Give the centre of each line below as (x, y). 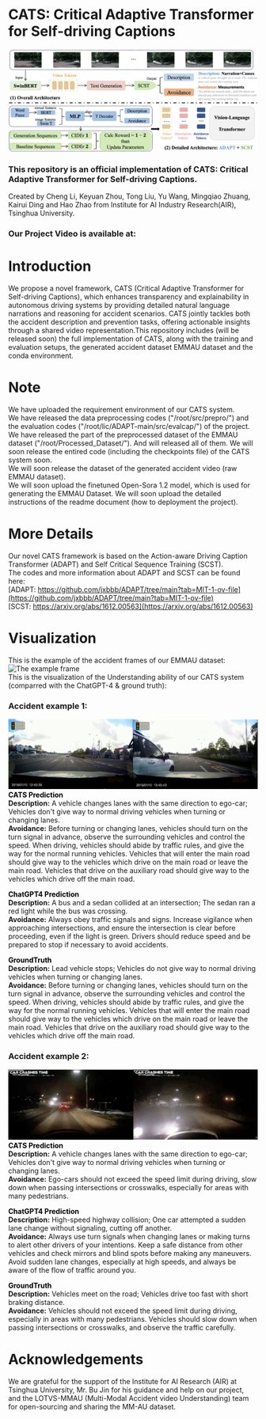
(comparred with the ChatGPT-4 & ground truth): (87, 685)
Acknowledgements (76, 1360)
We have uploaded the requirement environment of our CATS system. (122, 409)
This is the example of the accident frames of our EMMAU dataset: (117, 660)
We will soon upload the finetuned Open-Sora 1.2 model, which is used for (129, 485)
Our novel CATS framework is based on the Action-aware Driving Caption (128, 556)
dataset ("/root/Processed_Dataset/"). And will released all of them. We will (131, 443)
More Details (51, 534)
